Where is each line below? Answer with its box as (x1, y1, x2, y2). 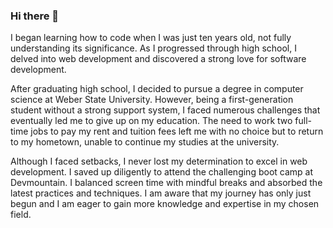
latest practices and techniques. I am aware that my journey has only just (10, 187, 312, 199)
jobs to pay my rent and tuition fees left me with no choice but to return (30, 125, 324, 138)
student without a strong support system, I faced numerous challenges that (10, 104, 321, 116)
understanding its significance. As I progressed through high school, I (10, 42, 297, 54)
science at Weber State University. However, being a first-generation (10, 94, 294, 106)
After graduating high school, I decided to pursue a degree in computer (10, 83, 304, 95)
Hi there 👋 (10, 9, 60, 23)
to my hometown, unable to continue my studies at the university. (10, 136, 280, 148)
